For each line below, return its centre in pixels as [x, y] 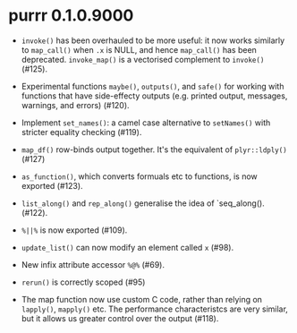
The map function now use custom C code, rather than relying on [142, 299]
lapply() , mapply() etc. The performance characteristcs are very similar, [154, 309]
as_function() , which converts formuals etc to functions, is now [140, 176]
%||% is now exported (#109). [74, 230]
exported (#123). [52, 185]
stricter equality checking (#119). [81, 132]
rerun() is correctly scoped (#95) [83, 282]
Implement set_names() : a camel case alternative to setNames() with [146, 123]
